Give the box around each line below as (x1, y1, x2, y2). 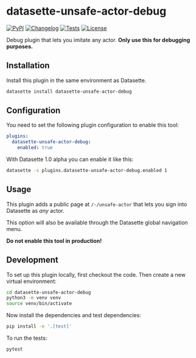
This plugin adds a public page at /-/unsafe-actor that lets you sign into (6, 200, 187, 208)
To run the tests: (6, 334, 47, 342)
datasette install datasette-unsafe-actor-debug (6, 88, 132, 95)
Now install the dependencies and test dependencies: (6, 312, 141, 319)
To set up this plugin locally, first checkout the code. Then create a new (6, 271, 186, 278)
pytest (6, 346, 23, 353)
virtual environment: (6, 277, 57, 285)
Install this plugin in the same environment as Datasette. (6, 76, 147, 84)
